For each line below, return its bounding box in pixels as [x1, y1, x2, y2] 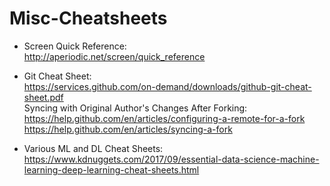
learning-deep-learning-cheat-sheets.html [23, 163, 200, 176]
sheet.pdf [23, 91, 64, 103]
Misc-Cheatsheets [9, 7, 168, 30]
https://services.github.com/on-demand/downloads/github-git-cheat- [23, 80, 312, 92]
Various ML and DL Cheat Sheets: [23, 142, 164, 154]
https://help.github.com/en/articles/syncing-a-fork [23, 123, 233, 135]
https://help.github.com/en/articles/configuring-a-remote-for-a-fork [23, 112, 306, 124]
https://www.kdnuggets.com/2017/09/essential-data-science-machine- [23, 153, 320, 165]
